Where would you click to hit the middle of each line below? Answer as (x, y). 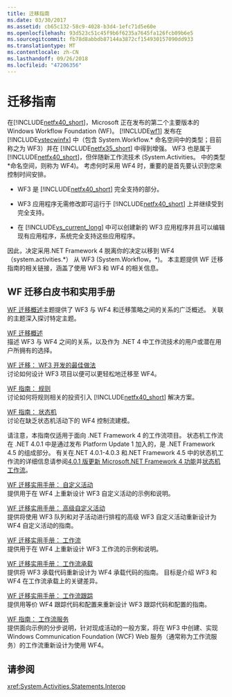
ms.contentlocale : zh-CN (43, 53)
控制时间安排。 (28, 174)
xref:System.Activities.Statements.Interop (66, 687)
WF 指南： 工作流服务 (38, 619)
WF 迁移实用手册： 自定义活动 (50, 485)
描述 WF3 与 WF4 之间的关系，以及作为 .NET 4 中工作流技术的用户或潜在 (111, 342)
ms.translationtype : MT (42, 46)
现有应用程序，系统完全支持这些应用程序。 (78, 236)
